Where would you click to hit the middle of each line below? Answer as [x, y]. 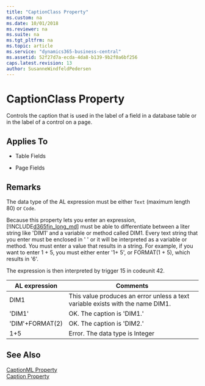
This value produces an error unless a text [129, 296]
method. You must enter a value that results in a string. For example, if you [100, 246]
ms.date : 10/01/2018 [33, 23]
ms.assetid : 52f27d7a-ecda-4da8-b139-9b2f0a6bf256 [72, 57]
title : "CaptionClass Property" [47, 12]
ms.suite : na [23, 35]
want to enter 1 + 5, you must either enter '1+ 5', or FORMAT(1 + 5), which [98, 252]
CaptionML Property [32, 370]
